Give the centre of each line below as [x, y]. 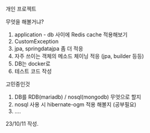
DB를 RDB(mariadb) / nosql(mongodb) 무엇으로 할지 [78, 97]
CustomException [36, 41]
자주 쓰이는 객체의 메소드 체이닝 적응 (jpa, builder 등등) [79, 56]
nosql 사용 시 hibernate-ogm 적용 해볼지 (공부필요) [75, 104]
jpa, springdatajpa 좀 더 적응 [49, 48]
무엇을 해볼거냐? [25, 22]
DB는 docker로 [32, 63]
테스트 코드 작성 [33, 71]
